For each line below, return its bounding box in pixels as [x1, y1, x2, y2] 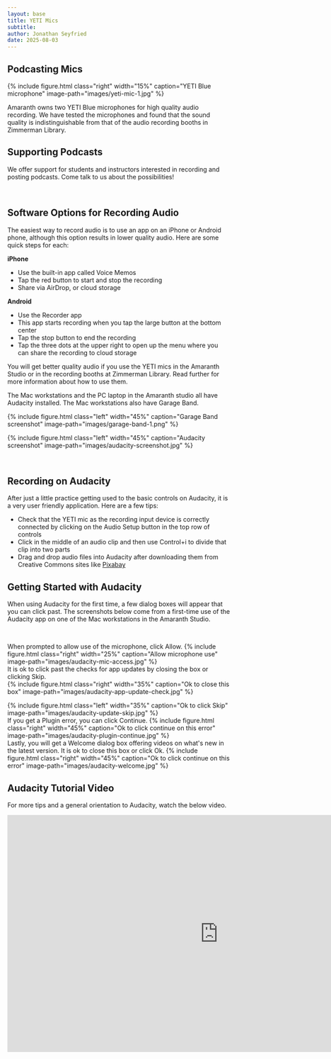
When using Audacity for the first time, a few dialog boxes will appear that [7, 600, 223, 608]
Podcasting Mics [7, 63, 83, 75]
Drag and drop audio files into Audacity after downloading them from [17, 553, 219, 561]
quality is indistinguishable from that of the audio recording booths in [7, 118, 209, 126]
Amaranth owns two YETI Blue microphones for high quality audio [7, 103, 199, 111]
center [17, 325, 37, 334]
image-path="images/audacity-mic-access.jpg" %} [7, 657, 158, 666]
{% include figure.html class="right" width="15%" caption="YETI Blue [7, 82, 211, 90]
